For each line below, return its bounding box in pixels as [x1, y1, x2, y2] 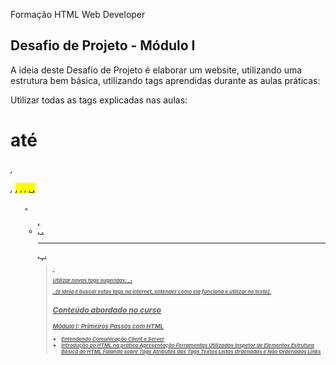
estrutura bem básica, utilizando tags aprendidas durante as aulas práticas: [10, 74, 321, 86]
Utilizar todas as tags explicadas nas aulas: [10, 94, 188, 106]
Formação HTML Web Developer [10, 9, 146, 20]
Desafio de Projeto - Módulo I [10, 37, 196, 54]
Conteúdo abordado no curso [52, 305, 162, 316]
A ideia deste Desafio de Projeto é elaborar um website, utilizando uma [10, 64, 303, 76]
